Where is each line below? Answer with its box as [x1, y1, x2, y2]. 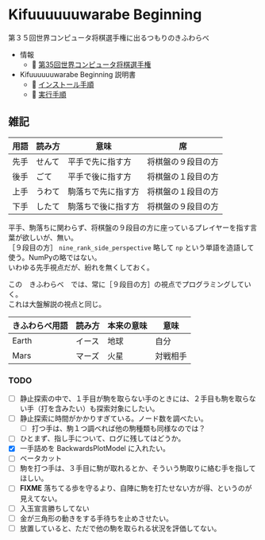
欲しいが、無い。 [21, 232, 78, 242]
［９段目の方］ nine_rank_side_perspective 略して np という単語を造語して [8, 243, 255, 252]
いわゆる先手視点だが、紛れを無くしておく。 [8, 262, 154, 272]
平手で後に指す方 [67, 171, 132, 182]
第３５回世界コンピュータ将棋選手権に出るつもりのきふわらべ [8, 33, 210, 42]
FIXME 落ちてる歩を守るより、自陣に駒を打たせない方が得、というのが [19, 484, 252, 493]
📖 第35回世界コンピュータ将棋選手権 [31, 60, 152, 69]
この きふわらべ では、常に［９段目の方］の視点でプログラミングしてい [8, 279, 252, 289]
